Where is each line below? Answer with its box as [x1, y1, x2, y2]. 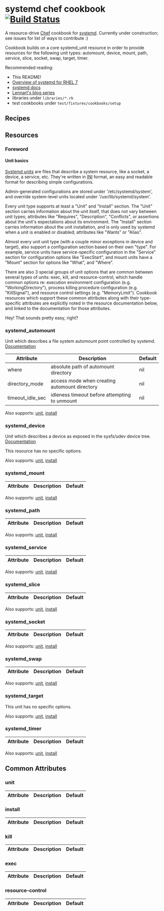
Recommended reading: [5, 65, 54, 70]
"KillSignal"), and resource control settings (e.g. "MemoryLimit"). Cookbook [5, 290, 157, 296]
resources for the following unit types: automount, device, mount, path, [5, 50, 148, 56]
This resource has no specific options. [5, 448, 82, 454]
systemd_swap [5, 655, 42, 662]
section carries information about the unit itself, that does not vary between [5, 208, 157, 214]
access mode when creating [50, 377, 116, 384]
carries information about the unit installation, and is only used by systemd [5, 224, 155, 230]
